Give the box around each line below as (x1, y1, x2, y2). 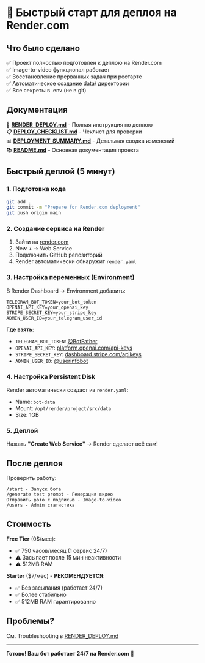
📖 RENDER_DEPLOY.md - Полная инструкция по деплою (6, 121, 153, 128)
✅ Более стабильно (15, 591, 67, 598)
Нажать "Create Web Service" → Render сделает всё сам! (6, 440, 158, 448)
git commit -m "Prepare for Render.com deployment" (6, 204, 140, 211)
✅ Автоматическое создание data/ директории (6, 80, 129, 87)
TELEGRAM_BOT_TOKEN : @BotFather (15, 337, 98, 345)
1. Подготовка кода (6, 185, 66, 193)
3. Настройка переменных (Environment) (6, 273, 135, 282)
